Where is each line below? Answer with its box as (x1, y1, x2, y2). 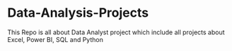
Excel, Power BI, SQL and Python (7, 35, 104, 43)
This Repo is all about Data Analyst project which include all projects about (7, 28, 225, 36)
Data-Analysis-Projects (7, 5, 149, 21)
